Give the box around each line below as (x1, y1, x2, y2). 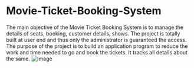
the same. (6, 55, 31, 62)
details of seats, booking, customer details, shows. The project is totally (6, 30, 180, 37)
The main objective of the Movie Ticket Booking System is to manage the (6, 24, 184, 31)
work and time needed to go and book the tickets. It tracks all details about (6, 48, 188, 56)
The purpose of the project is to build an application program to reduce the (6, 43, 188, 50)
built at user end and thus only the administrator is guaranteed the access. (6, 36, 187, 43)
